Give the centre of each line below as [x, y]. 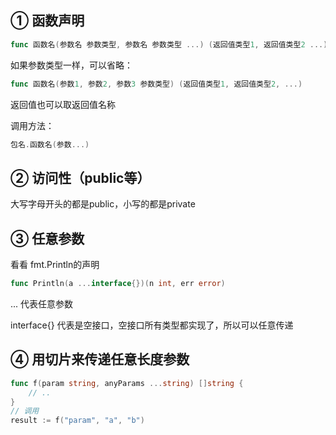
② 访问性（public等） [80, 177]
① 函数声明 [47, 21]
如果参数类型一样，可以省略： [71, 65]
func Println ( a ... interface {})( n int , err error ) [118, 284]
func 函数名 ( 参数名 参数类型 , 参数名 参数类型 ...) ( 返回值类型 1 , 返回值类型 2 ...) [169, 44]
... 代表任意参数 [42, 303]
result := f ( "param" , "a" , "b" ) [77, 421]
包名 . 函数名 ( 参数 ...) [50, 144]
